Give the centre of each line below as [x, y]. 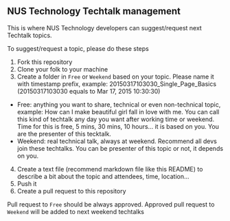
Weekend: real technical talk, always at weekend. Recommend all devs [117, 141]
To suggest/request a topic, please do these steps [78, 48]
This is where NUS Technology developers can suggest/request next [105, 28]
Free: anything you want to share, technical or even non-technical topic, [119, 104]
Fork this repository [45, 62]
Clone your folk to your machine [62, 69]
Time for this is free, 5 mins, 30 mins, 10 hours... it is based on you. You [118, 126]
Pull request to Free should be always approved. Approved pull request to [111, 204]
